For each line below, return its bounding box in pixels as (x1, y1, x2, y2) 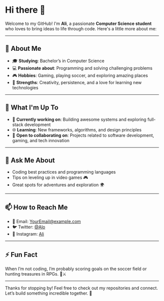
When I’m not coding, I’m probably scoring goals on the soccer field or (5, 266, 147, 272)
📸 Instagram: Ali (12, 231, 44, 237)
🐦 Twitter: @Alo (12, 224, 45, 230)
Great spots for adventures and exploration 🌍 (12, 182, 104, 188)
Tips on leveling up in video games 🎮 (12, 174, 88, 180)
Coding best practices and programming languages (12, 169, 116, 175)
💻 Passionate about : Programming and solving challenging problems (12, 65, 153, 71)
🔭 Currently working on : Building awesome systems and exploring (12, 116, 146, 122)
